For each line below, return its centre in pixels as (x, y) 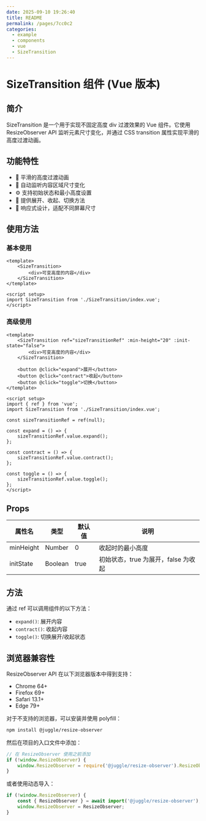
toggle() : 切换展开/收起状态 (50, 637)
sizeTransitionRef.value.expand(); (63, 436)
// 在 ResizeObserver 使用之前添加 (48, 754)
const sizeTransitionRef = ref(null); (56, 420)
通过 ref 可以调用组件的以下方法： (49, 609)
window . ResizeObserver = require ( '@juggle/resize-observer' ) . (98, 765)
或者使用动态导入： (31, 784)
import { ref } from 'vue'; (42, 404)
